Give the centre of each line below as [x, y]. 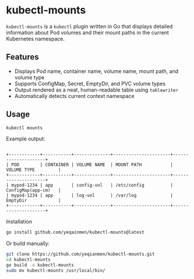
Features [22, 57]
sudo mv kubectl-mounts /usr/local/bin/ [56, 270]
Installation [19, 222]
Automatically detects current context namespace [75, 96]
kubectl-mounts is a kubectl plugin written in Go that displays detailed [89, 26]
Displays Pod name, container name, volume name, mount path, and [96, 71]
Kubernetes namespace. [36, 39]
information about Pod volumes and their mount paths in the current [87, 32]
